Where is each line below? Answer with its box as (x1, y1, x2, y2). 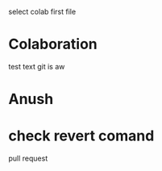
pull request (8, 153, 48, 164)
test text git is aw (8, 61, 65, 71)
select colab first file (8, 7, 77, 16)
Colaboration (8, 35, 98, 53)
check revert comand (8, 127, 155, 145)
